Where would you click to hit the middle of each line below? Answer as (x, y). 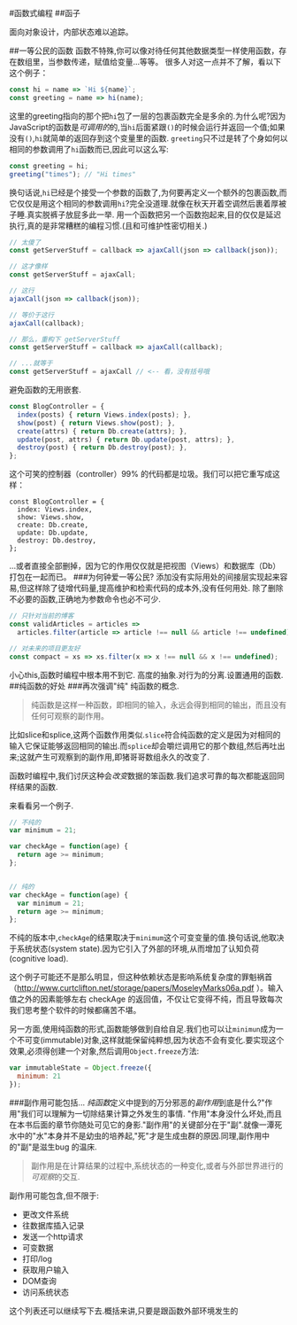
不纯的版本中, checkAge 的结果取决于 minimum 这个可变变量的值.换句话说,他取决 (147, 938)
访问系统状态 (45, 1291)
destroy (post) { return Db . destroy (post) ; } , (103, 448)
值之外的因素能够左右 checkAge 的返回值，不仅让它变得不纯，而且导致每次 (146, 999)
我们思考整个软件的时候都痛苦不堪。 (75, 1010)
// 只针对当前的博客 (42, 616)
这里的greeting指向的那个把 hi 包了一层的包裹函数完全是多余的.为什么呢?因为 (148, 116)
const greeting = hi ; (49, 166)
